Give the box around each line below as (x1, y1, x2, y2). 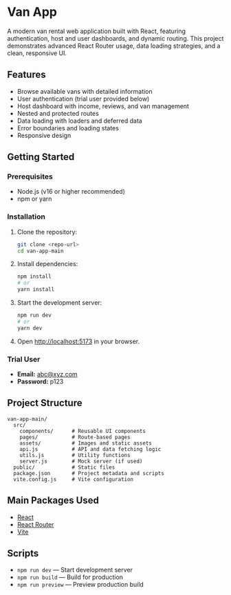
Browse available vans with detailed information (16, 87, 153, 95)
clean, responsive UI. (7, 49, 67, 57)
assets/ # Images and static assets (19, 439, 153, 447)
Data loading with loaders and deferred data (16, 117, 142, 125)
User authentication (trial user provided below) (16, 94, 150, 103)
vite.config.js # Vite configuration (13, 476, 134, 483)
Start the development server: (16, 299, 102, 307)
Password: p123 (16, 377, 64, 386)
